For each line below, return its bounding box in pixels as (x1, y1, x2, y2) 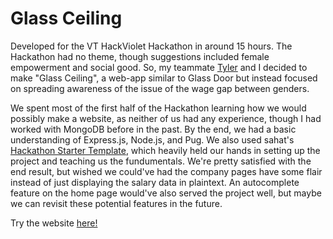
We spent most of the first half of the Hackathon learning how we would (10, 102, 307, 114)
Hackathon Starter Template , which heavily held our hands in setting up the (10, 144, 321, 156)
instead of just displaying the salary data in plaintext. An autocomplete (10, 176, 300, 188)
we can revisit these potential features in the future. (10, 197, 223, 209)
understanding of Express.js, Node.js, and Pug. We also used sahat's (10, 133, 295, 146)
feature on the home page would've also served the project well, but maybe (10, 187, 322, 199)
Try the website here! (10, 217, 98, 229)
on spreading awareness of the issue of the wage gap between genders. (10, 82, 310, 94)
